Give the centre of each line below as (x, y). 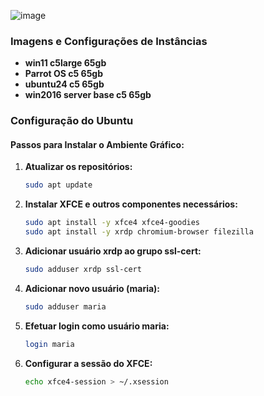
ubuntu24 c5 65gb (64, 84)
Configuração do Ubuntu (72, 121)
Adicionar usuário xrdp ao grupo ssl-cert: (113, 251)
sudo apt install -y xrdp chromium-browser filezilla (139, 232)
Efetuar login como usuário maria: (97, 326)
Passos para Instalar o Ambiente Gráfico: (97, 144)
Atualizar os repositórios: (78, 167)
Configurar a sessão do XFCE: (88, 363)
